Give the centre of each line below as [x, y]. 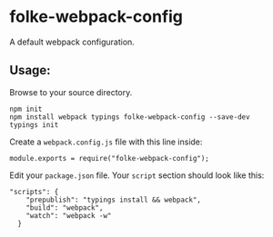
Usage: [30, 70]
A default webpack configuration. [72, 42]
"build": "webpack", [65, 207]
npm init [26, 109]
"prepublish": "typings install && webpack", [114, 200]
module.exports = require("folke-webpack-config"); [109, 158]
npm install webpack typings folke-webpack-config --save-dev [130, 117]
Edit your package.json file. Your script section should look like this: [137, 175]
